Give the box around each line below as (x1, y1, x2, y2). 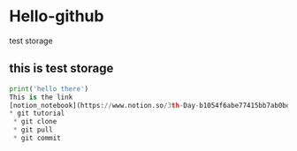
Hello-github (9, 6, 104, 26)
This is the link (9, 93, 73, 102)
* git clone (12, 117, 57, 126)
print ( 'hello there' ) (9, 84, 89, 94)
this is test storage (9, 61, 114, 76)
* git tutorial (9, 109, 65, 118)
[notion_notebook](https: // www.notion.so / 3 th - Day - (9, 101, 200, 109)
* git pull (12, 125, 53, 134)
